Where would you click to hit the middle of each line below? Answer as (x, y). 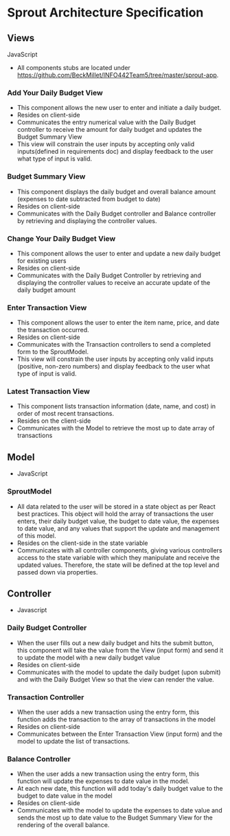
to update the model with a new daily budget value (89, 658)
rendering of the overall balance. (63, 825)
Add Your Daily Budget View (55, 93)
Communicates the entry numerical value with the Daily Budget (106, 122)
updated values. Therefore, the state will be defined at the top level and (118, 565)
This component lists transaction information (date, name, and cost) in (116, 406)
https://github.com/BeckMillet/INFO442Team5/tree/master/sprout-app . (118, 75)
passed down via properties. (57, 572)
